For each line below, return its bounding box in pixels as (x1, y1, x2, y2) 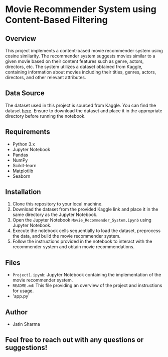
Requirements (5, 127, 50, 136)
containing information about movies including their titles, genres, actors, (5, 69, 156, 75)
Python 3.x (12, 141, 35, 147)
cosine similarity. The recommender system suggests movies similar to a (5, 53, 155, 59)
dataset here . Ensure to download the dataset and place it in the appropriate (5, 107, 162, 114)
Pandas (12, 152, 29, 158)
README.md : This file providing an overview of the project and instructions (12, 282, 162, 289)
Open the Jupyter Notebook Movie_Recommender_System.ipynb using (12, 217, 152, 223)
